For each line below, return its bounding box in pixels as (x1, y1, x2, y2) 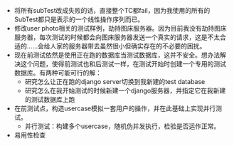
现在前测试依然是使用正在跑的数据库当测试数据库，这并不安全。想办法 (14, 51, 220, 59)
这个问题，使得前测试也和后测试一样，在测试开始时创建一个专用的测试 (20, 60, 226, 68)
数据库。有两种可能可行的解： (14, 68, 102, 77)
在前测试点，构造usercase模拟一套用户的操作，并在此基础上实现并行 (14, 104, 216, 113)
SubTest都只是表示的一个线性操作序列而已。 (14, 15, 144, 24)
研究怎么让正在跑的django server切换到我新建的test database (24, 78, 206, 85)
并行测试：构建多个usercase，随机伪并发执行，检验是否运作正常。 (24, 122, 220, 130)
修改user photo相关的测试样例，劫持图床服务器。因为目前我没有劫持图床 (14, 24, 227, 32)
